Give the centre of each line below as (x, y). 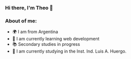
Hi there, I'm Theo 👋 (29, 8)
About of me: (21, 20)
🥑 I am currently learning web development (56, 39)
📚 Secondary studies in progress (46, 44)
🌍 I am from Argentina (35, 32)
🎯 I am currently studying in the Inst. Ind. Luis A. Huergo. (69, 51)
